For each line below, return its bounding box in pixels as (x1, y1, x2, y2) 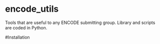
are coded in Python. (5, 24, 48, 30)
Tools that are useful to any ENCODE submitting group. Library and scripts (5, 20, 156, 25)
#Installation (5, 34, 30, 40)
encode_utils (5, 3, 59, 15)
